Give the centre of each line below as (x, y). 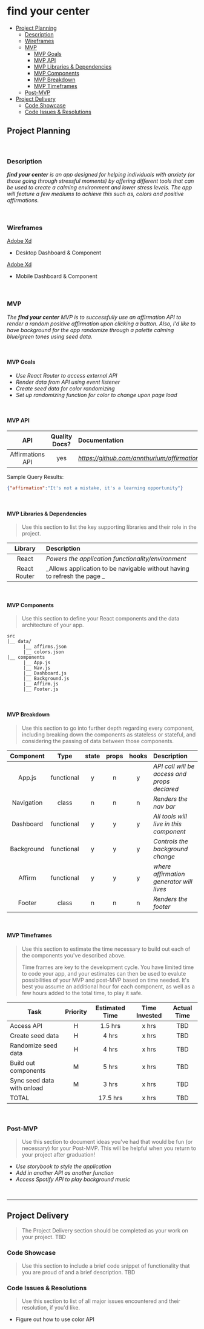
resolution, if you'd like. (51, 1308)
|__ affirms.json (45, 647)
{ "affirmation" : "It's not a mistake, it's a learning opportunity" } (95, 488)
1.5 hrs (110, 1025)
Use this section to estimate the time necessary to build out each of (106, 949)
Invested (149, 1015)
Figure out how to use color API (55, 1319)
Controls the (170, 841)
